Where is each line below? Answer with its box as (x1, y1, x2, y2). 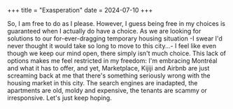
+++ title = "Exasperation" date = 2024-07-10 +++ (7, 6, 153, 14)
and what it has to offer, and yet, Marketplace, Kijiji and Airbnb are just (7, 64, 210, 72)
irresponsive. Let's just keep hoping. (7, 94, 112, 102)
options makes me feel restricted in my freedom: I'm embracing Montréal (7, 57, 218, 65)
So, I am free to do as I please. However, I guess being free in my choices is (7, 20, 226, 27)
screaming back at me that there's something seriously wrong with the (7, 71, 211, 80)
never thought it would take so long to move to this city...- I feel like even (7, 42, 217, 50)
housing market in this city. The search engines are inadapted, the (7, 79, 198, 87)
